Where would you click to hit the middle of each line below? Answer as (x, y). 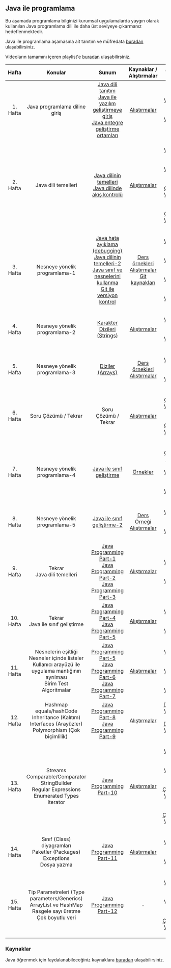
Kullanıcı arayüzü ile (56, 664)
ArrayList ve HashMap (56, 905)
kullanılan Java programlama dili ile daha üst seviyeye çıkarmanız (74, 26)
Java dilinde (107, 188)
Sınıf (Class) (56, 839)
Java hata (108, 238)
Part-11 (107, 858)
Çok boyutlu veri (56, 918)
